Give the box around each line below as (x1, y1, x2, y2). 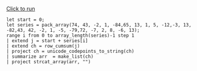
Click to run (6, 5, 35, 12)
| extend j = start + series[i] (6, 38, 88, 44)
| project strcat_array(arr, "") (6, 59, 91, 65)
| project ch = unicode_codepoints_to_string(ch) (6, 48, 135, 54)
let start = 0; (6, 17, 45, 23)
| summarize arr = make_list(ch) (6, 54, 94, 60)
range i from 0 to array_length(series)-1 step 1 (6, 32, 135, 39)
